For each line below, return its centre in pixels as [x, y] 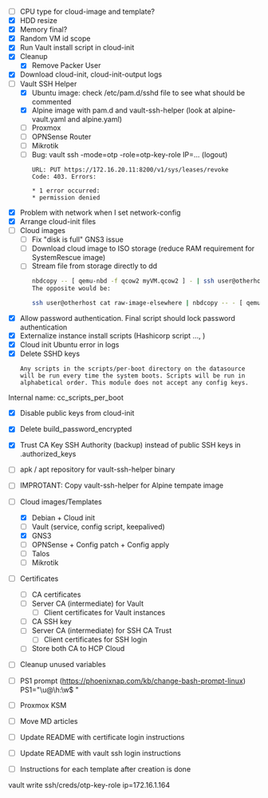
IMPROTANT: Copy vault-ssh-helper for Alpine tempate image [122, 485]
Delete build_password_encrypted [76, 429]
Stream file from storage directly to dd [95, 266]
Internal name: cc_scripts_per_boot [66, 397]
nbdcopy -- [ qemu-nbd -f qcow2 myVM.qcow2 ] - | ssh [123, 281]
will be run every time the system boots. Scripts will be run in [132, 376]
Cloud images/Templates [61, 501]
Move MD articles [49, 721]
